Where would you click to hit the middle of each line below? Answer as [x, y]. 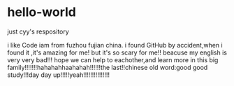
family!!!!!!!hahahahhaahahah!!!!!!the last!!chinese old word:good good [108, 67]
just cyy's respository [38, 31]
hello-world [42, 12]
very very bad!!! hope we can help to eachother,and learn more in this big [113, 59]
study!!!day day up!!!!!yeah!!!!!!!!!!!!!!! [59, 75]
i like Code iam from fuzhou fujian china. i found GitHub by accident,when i [115, 45]
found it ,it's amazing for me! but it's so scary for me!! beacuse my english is [117, 52]
